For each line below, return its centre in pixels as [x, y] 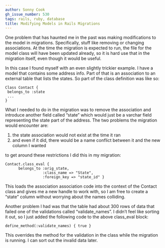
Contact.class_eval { [27, 164]
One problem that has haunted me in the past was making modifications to [81, 38]
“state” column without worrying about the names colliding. [65, 197]
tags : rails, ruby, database [35, 19]
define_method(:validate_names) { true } [48, 226]
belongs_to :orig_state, [44, 168]
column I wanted [29, 146]
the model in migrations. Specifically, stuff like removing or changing [75, 43]
